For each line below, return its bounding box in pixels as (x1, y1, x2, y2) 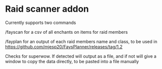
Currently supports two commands (5, 20, 77, 25)
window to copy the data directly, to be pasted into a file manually (5, 58, 139, 64)
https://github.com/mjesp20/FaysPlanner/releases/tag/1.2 (5, 44, 122, 49)
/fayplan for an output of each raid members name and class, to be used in (5, 38, 158, 45)
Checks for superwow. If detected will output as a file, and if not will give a (5, 53, 157, 59)
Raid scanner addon (5, 3, 89, 15)
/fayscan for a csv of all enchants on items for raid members (5, 29, 128, 35)
